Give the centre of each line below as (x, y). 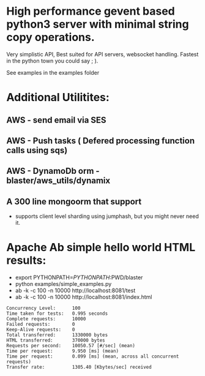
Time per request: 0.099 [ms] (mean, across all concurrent (93, 356)
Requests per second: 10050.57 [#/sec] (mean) (71, 346)
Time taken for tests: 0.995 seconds (57, 314)
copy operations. (50, 37)
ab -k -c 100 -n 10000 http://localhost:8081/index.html (84, 297)
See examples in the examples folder (53, 72)
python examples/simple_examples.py (63, 284)
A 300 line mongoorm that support (74, 201)
